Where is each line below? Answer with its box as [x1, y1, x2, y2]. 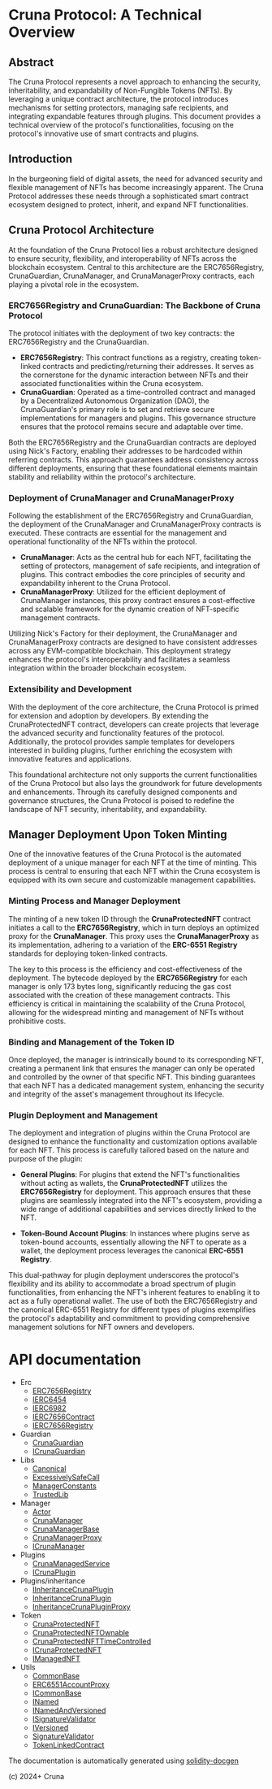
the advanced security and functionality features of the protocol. [8, 727, 225, 737]
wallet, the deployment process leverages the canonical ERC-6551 [19, 1246, 244, 1256]
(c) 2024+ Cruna [8, 1772, 65, 1782]
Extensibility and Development [8, 684, 132, 695]
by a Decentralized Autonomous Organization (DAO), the [19, 396, 209, 406]
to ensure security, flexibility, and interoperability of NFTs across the [8, 254, 237, 263]
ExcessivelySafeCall [32, 1473, 100, 1483]
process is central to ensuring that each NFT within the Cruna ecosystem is [8, 866, 261, 876]
